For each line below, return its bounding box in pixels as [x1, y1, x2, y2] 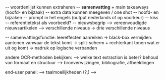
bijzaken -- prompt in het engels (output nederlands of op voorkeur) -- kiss [5, 15, 159, 20]
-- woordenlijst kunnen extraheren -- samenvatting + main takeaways [5, 4, 149, 10]
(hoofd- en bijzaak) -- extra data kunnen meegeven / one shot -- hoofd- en [5, 9, 159, 15]
